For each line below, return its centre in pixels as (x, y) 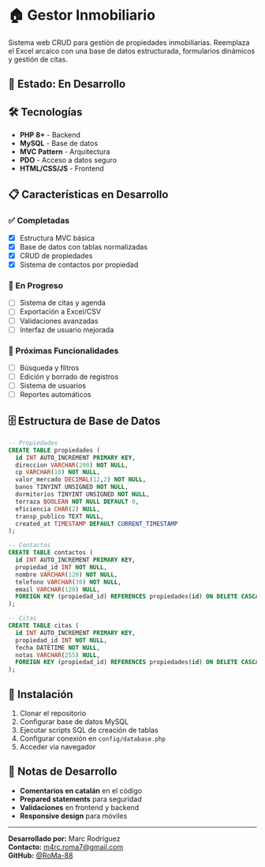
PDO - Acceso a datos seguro (68, 160)
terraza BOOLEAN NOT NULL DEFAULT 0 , (77, 501)
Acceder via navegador (58, 747)
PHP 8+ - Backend (50, 135)
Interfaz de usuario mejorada (67, 329)
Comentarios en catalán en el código (81, 790)
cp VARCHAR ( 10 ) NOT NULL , (58, 472)
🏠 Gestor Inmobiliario (82, 15)
